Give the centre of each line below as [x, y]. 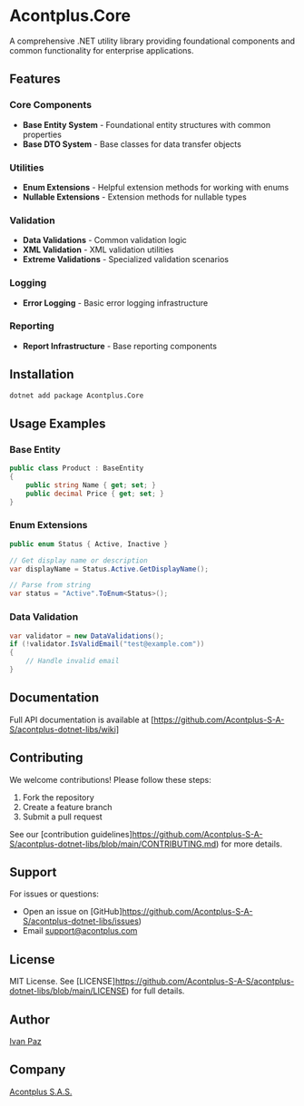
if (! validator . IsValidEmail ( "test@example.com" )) [107, 644]
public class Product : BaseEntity [77, 468]
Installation [42, 374]
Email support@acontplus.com [80, 931]
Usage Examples [58, 423]
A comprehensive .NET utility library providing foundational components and [152, 41]
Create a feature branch [67, 807]
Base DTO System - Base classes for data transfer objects [132, 144]
